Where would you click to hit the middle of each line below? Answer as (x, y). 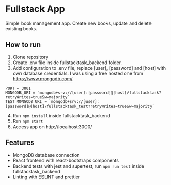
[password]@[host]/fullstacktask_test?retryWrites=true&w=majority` (80, 106)
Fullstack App (35, 9)
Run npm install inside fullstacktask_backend (61, 115)
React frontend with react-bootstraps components (66, 160)
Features (20, 143)
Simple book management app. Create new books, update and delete (79, 23)
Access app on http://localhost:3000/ (52, 127)
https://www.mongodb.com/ (42, 79)
